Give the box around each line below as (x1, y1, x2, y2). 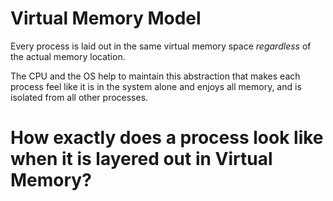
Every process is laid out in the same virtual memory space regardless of (10, 40, 312, 52)
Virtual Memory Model (10, 7, 202, 30)
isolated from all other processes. (10, 91, 149, 103)
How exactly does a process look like (10, 127, 324, 149)
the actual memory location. (10, 50, 126, 62)
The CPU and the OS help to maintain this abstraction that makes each (10, 70, 301, 82)
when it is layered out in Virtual (10, 148, 273, 171)
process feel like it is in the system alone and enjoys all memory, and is (10, 80, 302, 92)
